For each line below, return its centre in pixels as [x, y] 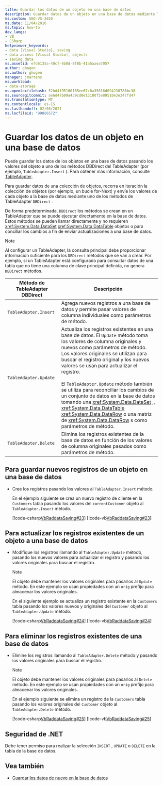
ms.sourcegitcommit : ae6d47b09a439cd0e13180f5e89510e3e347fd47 [70, 95]
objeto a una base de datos [47, 541]
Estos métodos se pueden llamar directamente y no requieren [67, 221]
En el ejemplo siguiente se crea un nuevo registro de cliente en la [77, 498]
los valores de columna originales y [101, 341]
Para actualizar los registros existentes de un [74, 533]
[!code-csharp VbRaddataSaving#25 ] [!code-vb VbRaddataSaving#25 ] [82, 719]
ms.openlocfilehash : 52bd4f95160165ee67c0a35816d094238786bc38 [70, 91]
